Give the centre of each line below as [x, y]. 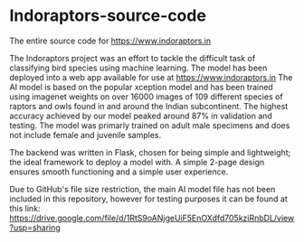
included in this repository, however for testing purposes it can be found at [148, 199]
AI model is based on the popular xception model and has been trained [141, 87]
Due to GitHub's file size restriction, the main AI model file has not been [142, 189]
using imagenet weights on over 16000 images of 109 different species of [146, 97]
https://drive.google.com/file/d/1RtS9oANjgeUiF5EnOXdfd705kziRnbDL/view [152, 218]
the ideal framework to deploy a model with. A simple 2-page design [137, 162]
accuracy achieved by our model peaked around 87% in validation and [141, 116]
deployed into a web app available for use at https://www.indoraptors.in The [151, 77]
